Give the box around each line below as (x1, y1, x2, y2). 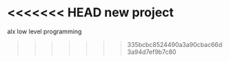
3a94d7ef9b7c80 (127, 48, 177, 56)
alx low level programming (7, 27, 82, 35)
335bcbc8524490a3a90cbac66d (127, 40, 223, 48)
